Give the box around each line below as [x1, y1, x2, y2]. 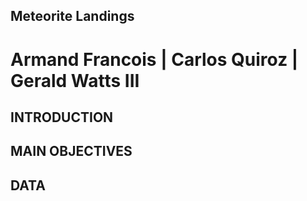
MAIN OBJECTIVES [10, 143, 133, 160]
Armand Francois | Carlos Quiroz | [10, 48, 299, 71]
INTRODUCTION [10, 109, 114, 126]
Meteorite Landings [10, 8, 135, 25]
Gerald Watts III [10, 69, 140, 92]
